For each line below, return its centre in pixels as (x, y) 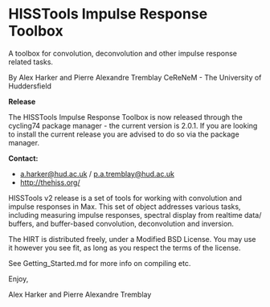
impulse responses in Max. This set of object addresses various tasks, (125, 207)
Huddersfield (30, 86)
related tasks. (31, 62)
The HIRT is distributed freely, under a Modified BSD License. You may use (132, 239)
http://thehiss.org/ (50, 182)
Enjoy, (18, 279)
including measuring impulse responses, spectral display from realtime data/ (135, 215)
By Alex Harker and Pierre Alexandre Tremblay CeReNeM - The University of (135, 77)
